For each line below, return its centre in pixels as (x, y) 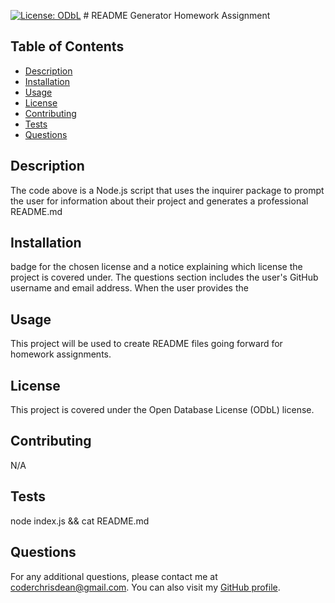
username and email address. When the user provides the (129, 288)
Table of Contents (67, 46)
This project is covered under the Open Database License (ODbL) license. (162, 410)
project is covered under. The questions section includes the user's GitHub (164, 277)
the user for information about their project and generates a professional (159, 201)
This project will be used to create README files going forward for (146, 344)
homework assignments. (61, 354)
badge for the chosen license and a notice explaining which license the (156, 267)
